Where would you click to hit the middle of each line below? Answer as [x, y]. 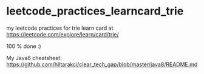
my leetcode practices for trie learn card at [60, 28]
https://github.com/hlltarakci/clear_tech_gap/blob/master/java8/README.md [102, 64]
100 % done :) [24, 46]
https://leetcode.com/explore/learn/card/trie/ [63, 34]
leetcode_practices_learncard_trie [95, 11]
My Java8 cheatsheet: [34, 58]
